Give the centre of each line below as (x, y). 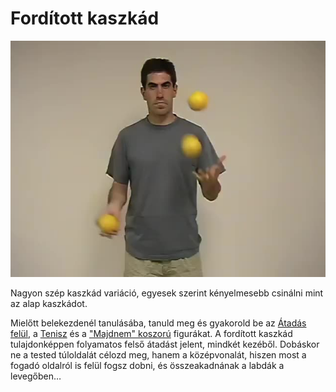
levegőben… (36, 376)
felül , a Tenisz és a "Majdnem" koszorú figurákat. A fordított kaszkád (151, 333)
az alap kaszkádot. (49, 303)
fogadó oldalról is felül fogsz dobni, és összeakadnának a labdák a (147, 365)
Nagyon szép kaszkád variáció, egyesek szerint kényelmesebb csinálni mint (167, 293)
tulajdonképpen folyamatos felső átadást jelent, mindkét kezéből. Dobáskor (165, 344)
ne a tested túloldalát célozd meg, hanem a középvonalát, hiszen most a (158, 354)
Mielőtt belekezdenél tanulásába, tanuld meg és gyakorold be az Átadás (158, 323)
